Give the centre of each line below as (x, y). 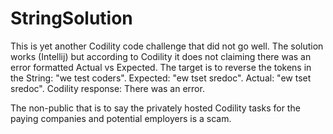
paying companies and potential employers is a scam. (121, 118)
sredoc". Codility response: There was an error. (107, 88)
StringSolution (71, 18)
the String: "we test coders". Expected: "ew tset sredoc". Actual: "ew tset (161, 78)
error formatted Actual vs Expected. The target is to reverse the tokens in (161, 67)
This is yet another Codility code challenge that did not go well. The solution (167, 46)
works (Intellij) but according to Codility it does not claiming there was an (161, 56)
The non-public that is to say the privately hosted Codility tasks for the (155, 108)
